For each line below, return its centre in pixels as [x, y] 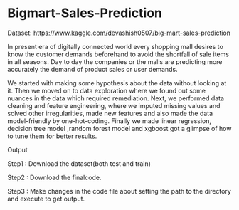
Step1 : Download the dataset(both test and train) [79, 163]
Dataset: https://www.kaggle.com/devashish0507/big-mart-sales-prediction [119, 33]
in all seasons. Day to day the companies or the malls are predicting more [115, 61]
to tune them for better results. [52, 136]
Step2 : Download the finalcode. [54, 177]
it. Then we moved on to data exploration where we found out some [107, 90]
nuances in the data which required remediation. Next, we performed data [116, 98]
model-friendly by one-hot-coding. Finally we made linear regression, [110, 121]
